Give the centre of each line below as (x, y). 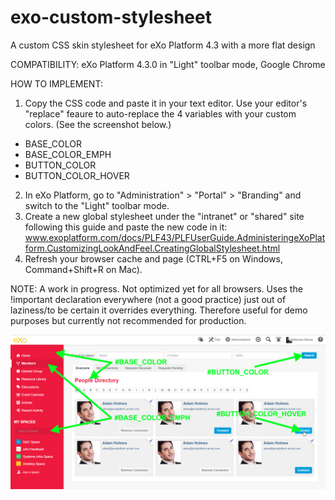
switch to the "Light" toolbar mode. (97, 205)
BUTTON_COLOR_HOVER (77, 175)
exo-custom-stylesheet (111, 17)
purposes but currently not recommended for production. (128, 320)
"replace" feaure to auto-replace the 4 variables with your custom (160, 113)
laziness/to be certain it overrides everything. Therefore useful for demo (159, 310)
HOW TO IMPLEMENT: (56, 83)
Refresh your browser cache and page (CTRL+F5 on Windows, (153, 258)
